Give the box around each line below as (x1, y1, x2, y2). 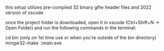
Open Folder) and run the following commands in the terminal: (5, 25, 137, 31)
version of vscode (5, 10, 44, 16)
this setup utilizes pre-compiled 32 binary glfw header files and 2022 (5, 5, 152, 10)
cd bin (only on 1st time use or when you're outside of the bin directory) (5, 35, 156, 40)
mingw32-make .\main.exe (5, 40, 62, 46)
